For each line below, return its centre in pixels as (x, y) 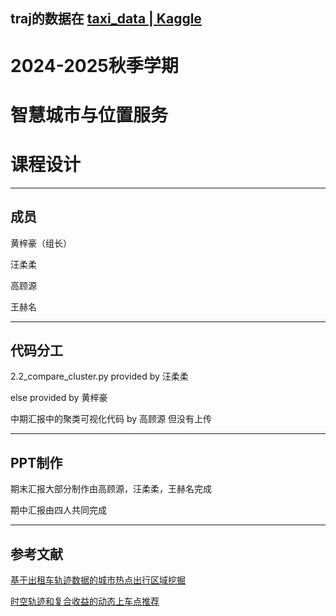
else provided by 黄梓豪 (59, 398)
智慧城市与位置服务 (89, 115)
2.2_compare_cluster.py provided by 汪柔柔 (99, 376)
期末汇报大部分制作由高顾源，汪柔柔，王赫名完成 (111, 489)
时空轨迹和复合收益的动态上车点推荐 (85, 601)
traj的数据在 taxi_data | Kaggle (106, 19)
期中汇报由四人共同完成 (58, 510)
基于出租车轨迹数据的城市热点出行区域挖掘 (98, 580)
